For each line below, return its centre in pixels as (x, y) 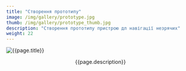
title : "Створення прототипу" (44, 12)
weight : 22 (20, 34)
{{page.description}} (100, 62)
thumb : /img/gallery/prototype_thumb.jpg (59, 22)
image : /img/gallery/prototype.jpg (51, 17)
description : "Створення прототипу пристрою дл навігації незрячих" (93, 28)
